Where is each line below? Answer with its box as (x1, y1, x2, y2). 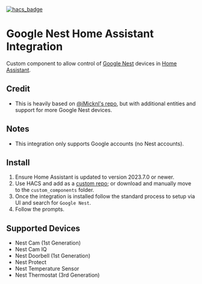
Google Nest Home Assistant (6, 27, 154, 41)
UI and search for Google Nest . (14, 199, 92, 206)
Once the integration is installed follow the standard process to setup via (14, 193, 195, 200)
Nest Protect (14, 259, 46, 266)
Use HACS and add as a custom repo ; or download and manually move (14, 180, 192, 187)
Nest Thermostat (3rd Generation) (14, 271, 100, 279)
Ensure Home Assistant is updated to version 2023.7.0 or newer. (14, 173, 175, 181)
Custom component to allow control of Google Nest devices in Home (6, 59, 177, 67)
